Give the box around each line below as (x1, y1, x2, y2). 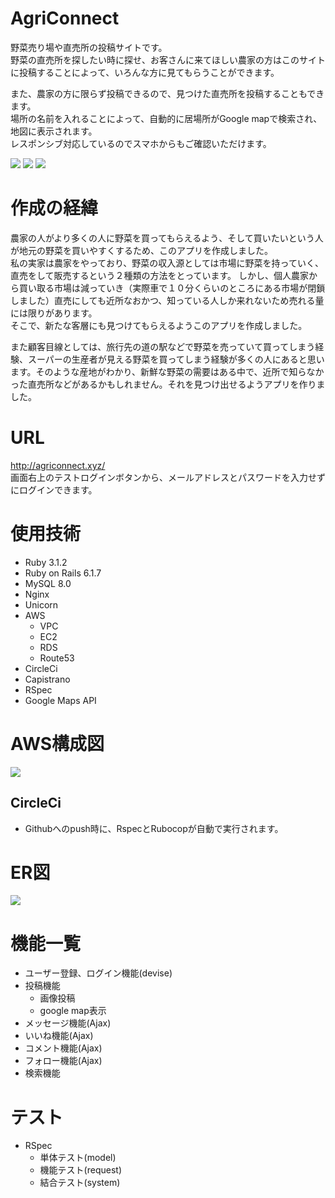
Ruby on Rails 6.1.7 (24, 567, 102, 579)
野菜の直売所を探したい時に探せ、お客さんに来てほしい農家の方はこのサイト (10, 53, 326, 66)
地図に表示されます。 (10, 125, 98, 137)
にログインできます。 (10, 483, 98, 496)
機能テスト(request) (39, 1164, 122, 1176)
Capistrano (24, 673, 71, 685)
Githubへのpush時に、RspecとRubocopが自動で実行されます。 (24, 822, 284, 834)
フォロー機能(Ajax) (24, 1055, 103, 1067)
